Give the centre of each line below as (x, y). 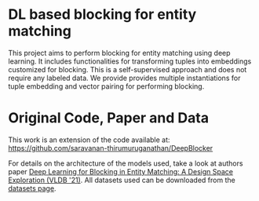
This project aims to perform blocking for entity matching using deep (119, 53)
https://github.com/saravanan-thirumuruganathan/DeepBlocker (111, 148)
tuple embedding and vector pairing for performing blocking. (106, 86)
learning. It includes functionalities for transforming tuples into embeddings (130, 61)
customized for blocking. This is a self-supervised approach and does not (128, 69)
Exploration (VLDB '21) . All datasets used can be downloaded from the (122, 180)
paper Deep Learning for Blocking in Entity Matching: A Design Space (121, 171)
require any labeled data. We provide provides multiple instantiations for (124, 78)
